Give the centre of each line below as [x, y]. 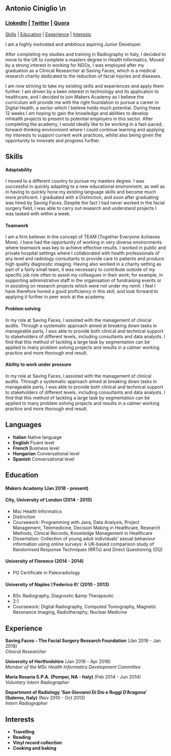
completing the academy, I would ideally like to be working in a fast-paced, [84, 124]
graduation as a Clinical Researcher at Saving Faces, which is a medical [81, 70]
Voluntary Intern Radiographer [38, 683]
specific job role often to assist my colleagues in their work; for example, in [84, 275]
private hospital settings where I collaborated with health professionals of [82, 253]
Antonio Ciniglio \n [36, 8]
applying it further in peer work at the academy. [55, 297]
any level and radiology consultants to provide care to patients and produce [85, 259]
